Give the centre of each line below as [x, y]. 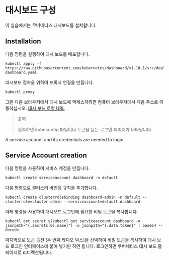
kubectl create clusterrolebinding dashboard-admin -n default [73, 197]
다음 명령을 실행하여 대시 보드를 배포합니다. [48, 54]
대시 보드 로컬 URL [46, 108]
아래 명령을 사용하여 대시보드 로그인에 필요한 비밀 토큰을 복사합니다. [72, 211]
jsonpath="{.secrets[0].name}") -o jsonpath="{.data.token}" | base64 [81, 225]
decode [12, 230]
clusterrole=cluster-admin [33, 202]
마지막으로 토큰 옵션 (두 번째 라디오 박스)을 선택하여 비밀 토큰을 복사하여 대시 [80, 240]
